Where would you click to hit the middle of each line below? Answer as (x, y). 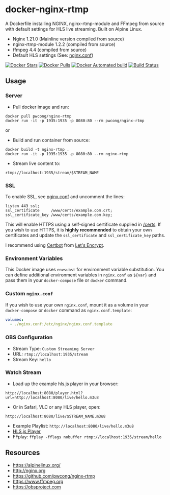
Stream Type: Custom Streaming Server (54, 348)
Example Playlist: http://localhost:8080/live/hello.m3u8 (73, 426)
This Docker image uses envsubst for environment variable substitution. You (85, 270)
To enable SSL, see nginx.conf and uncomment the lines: (65, 196)
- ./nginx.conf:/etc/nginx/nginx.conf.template (61, 324)
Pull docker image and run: (41, 107)
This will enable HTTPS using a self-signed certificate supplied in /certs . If (83, 224)
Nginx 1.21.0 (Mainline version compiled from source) (68, 39)
